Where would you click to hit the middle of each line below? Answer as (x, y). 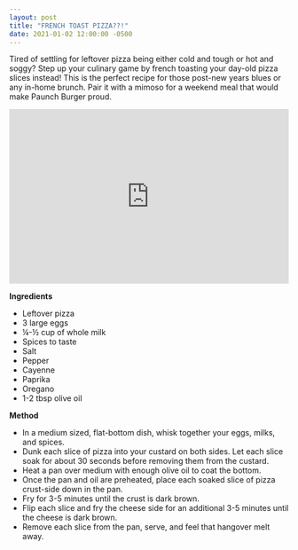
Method (24, 416)
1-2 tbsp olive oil (52, 398)
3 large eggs (45, 323)
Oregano (38, 389)
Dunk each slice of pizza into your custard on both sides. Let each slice (153, 452)
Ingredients (31, 296)
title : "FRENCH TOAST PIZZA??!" (69, 26)
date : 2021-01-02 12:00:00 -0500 (71, 34)
